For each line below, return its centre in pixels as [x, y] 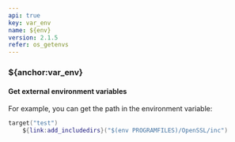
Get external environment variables [68, 91]
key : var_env [30, 23]
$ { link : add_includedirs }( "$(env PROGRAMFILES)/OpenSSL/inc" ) [125, 131]
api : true [25, 15]
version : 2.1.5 [33, 37]
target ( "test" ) [33, 123]
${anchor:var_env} [45, 73]
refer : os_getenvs [38, 45]
